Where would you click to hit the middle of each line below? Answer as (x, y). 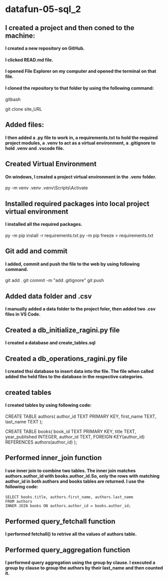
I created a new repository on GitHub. (45, 48)
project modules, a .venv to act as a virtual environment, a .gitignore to (80, 143)
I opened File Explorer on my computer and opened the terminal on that (81, 71)
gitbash (13, 99)
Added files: (25, 125)
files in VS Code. (23, 314)
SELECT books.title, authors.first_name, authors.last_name (69, 497)
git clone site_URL (24, 109)
